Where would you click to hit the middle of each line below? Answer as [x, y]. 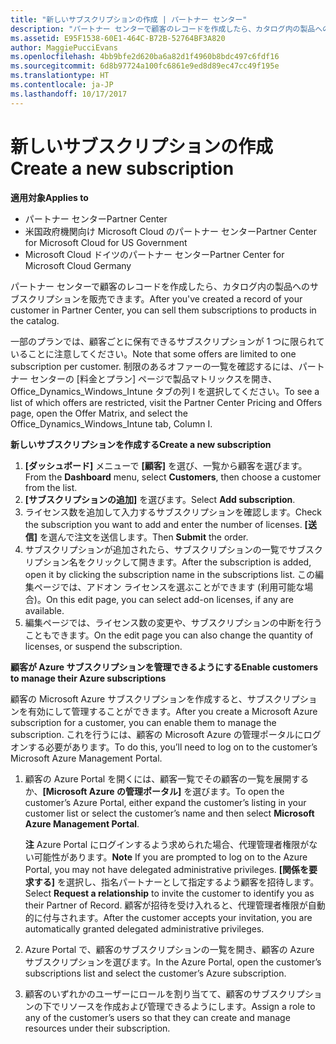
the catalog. [35, 320]
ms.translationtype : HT [60, 76]
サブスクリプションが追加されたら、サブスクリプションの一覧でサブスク [173, 549]
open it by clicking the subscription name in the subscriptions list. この [170, 574]
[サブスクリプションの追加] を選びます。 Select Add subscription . [160, 499]
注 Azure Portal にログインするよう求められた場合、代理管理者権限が [167, 844]
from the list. [51, 487]
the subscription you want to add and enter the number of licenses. [163, 524]
